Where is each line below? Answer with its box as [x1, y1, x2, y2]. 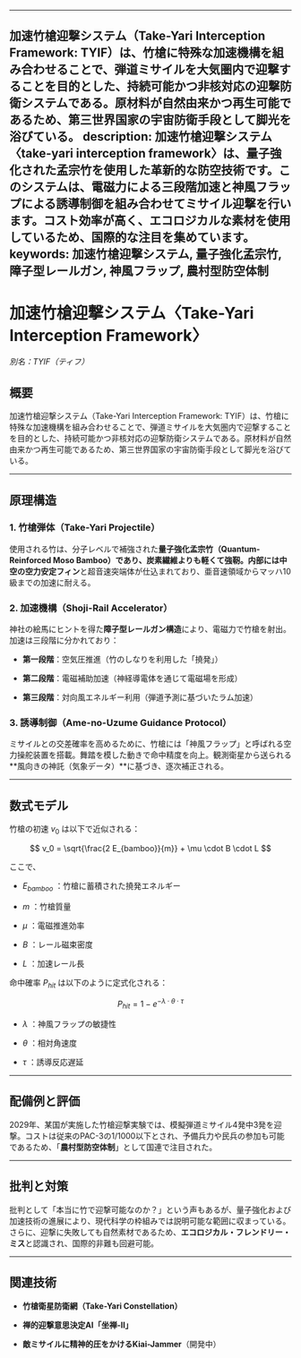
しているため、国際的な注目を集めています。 [9, 230, 255, 245]
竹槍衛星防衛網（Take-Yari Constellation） [21, 1300, 183, 1311]
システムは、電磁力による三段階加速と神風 [21, 180, 256, 195]
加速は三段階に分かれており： [9, 635, 119, 645]
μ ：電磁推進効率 [21, 919, 85, 931]
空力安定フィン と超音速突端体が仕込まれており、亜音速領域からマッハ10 [25, 566, 291, 577]
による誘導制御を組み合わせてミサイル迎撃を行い [21, 196, 292, 211]
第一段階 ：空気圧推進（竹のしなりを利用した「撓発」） [21, 654, 223, 665]
